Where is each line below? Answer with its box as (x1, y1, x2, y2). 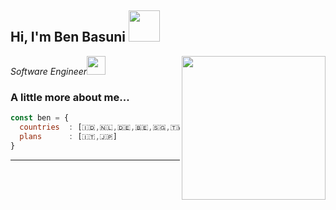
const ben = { (10, 113, 70, 123)
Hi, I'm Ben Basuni (10, 29, 127, 46)
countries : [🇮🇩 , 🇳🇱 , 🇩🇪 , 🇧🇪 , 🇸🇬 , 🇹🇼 (19, 122, 184, 132)
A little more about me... (10, 90, 130, 104)
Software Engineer (10, 65, 88, 77)
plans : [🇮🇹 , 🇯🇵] (19, 131, 118, 141)
